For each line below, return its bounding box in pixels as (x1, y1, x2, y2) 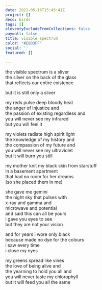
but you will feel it (5, 121, 42, 127)
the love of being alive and (5, 262, 61, 269)
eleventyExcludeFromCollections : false (5, 27, 90, 32)
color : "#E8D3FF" (5, 41, 42, 46)
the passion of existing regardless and (5, 110, 86, 116)
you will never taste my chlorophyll (5, 274, 79, 280)
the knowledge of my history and (5, 136, 75, 142)
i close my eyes (5, 247, 38, 253)
